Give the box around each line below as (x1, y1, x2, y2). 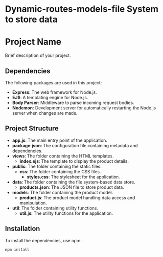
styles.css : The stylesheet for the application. (26, 174, 120, 180)
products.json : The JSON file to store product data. (19, 184, 124, 190)
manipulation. (19, 200, 47, 206)
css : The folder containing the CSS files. (19, 168, 101, 175)
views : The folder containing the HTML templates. (12, 153, 114, 159)
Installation (5, 225, 40, 233)
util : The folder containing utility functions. (12, 205, 98, 211)
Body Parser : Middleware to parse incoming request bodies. (12, 100, 135, 105)
